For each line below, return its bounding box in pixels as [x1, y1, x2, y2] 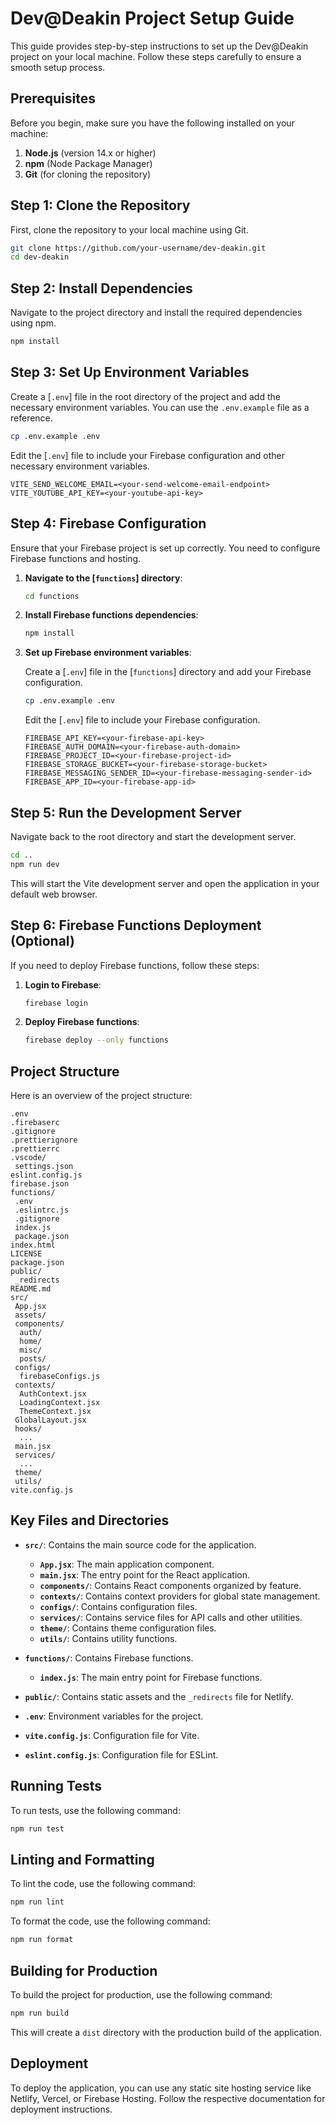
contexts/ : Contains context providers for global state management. [39, 1590, 321, 1602]
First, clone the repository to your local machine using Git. [10, 223, 249, 236]
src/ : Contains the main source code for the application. [24, 1538, 257, 1551]
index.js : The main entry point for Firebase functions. [39, 1671, 263, 1683]
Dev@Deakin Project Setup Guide [10, 7, 295, 30]
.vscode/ [10, 1153, 47, 1163]
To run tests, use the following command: [10, 1804, 181, 1816]
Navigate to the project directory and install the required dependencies [10, 307, 303, 319]
